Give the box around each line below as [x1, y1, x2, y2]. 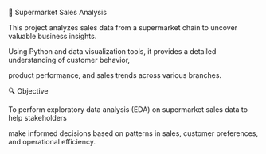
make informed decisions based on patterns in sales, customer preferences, [8, 129, 259, 138]
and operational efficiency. [8, 137, 96, 146]
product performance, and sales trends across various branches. [8, 71, 221, 79]
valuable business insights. [8, 32, 97, 40]
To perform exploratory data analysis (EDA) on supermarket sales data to [8, 105, 248, 114]
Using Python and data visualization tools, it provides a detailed [8, 47, 217, 56]
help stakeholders [8, 114, 68, 122]
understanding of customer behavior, [8, 56, 130, 64]
